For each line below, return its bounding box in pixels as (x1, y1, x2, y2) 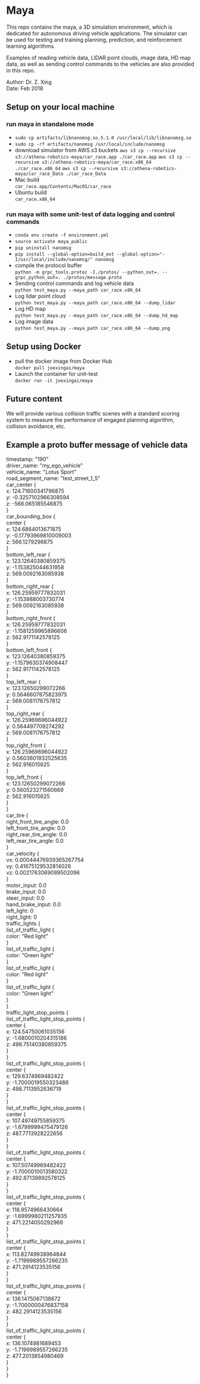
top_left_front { (6, 773, 43, 781)
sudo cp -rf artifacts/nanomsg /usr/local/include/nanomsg (14, 141, 165, 147)
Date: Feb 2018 (6, 84, 44, 92)
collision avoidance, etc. (6, 423, 66, 430)
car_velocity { (6, 850, 40, 857)
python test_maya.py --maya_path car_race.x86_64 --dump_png (14, 325, 171, 331)
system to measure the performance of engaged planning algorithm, (6, 416, 175, 423)
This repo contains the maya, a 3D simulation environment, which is (6, 23, 173, 31)
